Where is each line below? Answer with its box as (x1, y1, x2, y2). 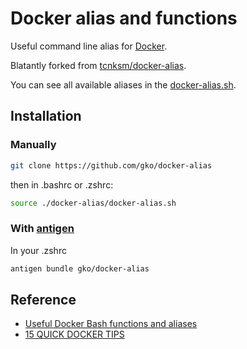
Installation (10, 108, 82, 125)
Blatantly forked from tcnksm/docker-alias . (10, 59, 187, 71)
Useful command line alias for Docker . (10, 40, 168, 52)
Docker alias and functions (10, 7, 238, 30)
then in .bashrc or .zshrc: (10, 178, 114, 191)
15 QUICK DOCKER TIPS (24, 328, 125, 341)
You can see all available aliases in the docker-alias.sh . (10, 78, 237, 91)
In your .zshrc (10, 244, 67, 256)
